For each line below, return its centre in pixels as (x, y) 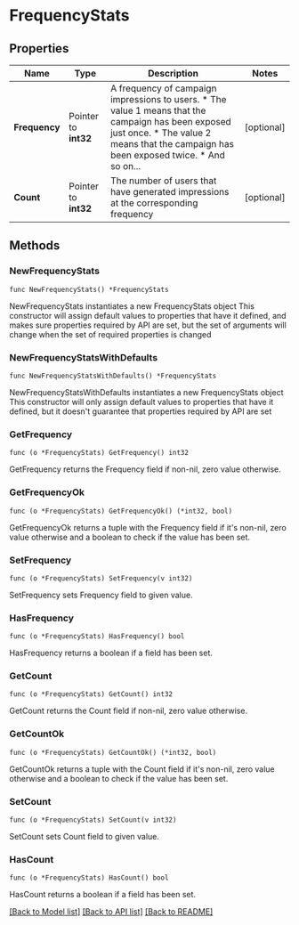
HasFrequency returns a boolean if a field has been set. (111, 653)
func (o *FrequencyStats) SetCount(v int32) (93, 820)
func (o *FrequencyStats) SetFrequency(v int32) (101, 578)
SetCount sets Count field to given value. (85, 837)
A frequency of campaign (163, 88)
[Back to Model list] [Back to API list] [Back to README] (111, 912)
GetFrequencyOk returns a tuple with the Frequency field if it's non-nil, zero (148, 527)
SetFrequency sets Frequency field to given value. (101, 595)
